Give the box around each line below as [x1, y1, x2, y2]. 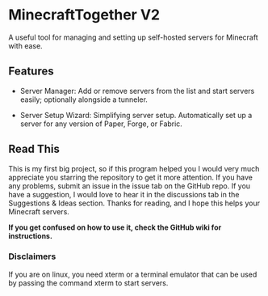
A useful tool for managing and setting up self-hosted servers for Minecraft [8, 32, 258, 42]
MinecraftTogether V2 [8, 6, 160, 24]
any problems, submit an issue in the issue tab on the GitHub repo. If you [8, 180, 251, 191]
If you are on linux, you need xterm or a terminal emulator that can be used [8, 269, 258, 279]
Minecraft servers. [8, 206, 70, 216]
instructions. [8, 230, 52, 240]
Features [8, 65, 54, 78]
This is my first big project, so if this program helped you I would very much [8, 163, 260, 173]
